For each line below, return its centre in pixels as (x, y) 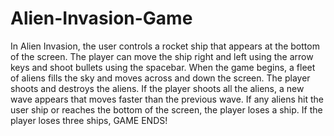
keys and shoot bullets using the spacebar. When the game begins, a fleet (163, 67)
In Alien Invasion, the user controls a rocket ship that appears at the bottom (165, 46)
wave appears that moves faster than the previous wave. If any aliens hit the (167, 99)
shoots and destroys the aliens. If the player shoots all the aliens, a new (157, 88)
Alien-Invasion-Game (101, 18)
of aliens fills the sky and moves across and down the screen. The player (160, 78)
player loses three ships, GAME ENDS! (89, 120)
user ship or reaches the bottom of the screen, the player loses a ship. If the (166, 109)
